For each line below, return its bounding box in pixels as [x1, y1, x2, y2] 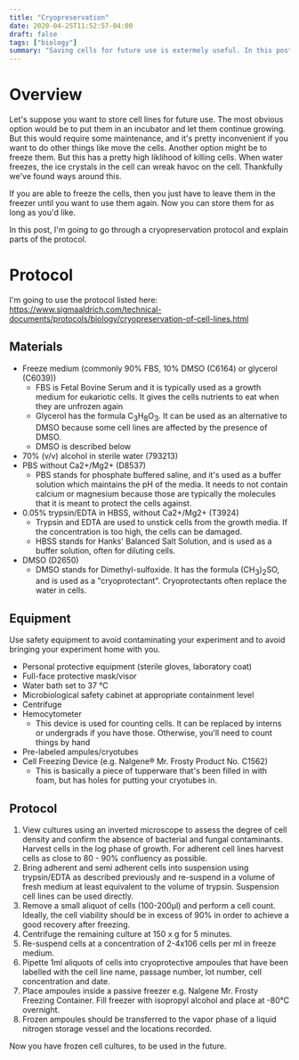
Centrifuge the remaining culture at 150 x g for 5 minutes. [21, 929, 233, 940]
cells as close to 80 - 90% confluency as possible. [21, 853, 208, 864]
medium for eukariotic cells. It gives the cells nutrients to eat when [35, 391, 279, 402]
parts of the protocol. [9, 234, 87, 245]
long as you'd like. [9, 207, 76, 218]
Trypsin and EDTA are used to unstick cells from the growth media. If [35, 516, 287, 527]
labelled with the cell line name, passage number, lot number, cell [21, 966, 263, 977]
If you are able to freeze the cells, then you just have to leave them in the [9, 188, 276, 199]
